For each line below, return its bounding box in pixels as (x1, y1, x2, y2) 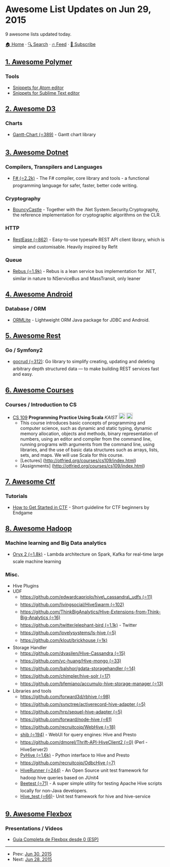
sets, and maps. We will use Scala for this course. (20, 452, 124, 458)
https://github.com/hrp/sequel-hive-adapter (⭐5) (20, 708, 122, 715)
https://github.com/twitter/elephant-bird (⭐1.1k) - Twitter (20, 622, 137, 628)
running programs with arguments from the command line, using (20, 441, 155, 447)
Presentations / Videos (5, 824, 63, 832)
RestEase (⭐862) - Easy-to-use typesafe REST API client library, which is (12, 237, 165, 243)
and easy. (12, 371, 33, 377)
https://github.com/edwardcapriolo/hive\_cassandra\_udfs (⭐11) (20, 594, 153, 600)
